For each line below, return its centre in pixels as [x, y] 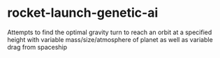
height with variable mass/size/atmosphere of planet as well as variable [110, 39]
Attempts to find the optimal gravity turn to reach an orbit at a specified [110, 32]
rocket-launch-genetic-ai [83, 13]
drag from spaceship [37, 47]
